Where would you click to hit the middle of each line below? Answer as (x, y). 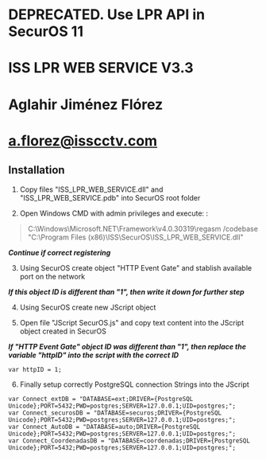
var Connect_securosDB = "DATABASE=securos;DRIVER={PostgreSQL (115, 413)
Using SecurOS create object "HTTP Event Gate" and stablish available (136, 267)
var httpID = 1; (35, 369)
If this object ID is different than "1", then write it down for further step (126, 291)
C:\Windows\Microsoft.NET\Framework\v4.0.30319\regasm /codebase (143, 228)
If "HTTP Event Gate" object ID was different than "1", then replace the (127, 346)
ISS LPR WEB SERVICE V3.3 (101, 68)
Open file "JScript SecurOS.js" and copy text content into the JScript (132, 322)
